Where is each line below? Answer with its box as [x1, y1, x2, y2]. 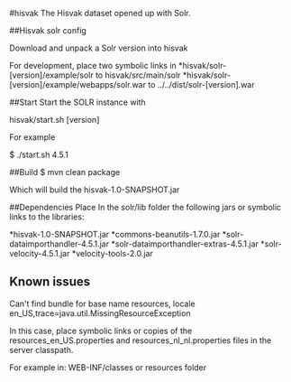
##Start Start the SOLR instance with [9, 97, 146, 107]
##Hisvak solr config [9, 25, 87, 35]
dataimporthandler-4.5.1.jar [9, 238, 110, 249]
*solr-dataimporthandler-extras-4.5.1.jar [111, 238, 259, 249]
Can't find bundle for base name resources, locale [9, 298, 196, 309]
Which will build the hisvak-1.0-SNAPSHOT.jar [9, 184, 180, 195]
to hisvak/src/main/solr [95, 70, 181, 80]
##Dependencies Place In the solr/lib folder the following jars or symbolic [9, 202, 282, 212]
